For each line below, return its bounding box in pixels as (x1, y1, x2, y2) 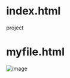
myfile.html (6, 45, 65, 59)
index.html (6, 4, 61, 18)
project (6, 24, 24, 31)
